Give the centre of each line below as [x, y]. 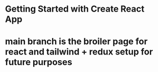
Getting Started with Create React [75, 9]
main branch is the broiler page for [76, 42]
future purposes [39, 62]
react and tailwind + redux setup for [79, 52]
